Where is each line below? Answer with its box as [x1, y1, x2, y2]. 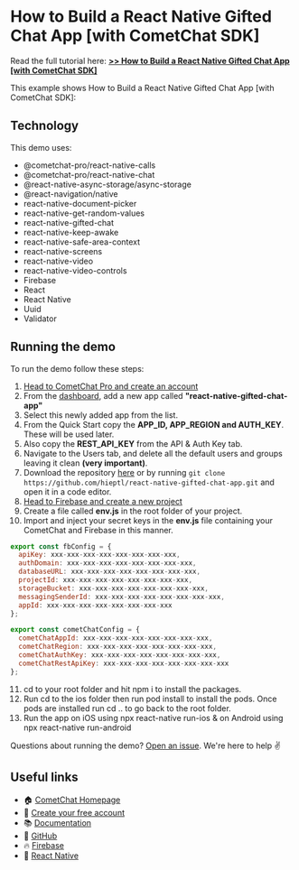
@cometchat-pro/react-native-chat [23, 169, 155, 180]
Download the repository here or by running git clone [23, 467, 226, 477]
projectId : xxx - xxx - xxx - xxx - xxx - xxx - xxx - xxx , [18, 576, 193, 585]
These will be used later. [23, 429, 115, 440]
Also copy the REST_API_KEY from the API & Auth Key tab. [23, 438, 243, 449]
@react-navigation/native [23, 188, 118, 199]
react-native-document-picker [23, 198, 137, 208]
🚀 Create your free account [23, 807, 126, 818]
